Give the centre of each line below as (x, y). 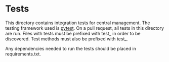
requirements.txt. (23, 54)
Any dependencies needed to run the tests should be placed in (71, 48)
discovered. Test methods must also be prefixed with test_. (67, 39)
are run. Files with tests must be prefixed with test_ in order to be (73, 33)
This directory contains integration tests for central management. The (78, 23)
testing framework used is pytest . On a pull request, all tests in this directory (85, 28)
